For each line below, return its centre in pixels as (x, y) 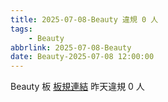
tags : (21, 29)
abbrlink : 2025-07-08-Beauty (71, 47)
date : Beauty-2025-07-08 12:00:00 (82, 57)
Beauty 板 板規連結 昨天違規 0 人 (77, 87)
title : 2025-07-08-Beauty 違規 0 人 (84, 19)
